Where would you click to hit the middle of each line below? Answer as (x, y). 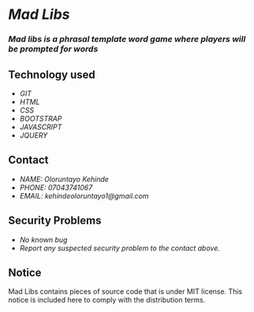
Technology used (52, 74)
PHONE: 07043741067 (56, 188)
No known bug (43, 240)
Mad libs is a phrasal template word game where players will (127, 39)
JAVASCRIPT (41, 127)
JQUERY (34, 135)
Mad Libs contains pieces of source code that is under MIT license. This (125, 292)
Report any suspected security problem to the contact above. (120, 248)
